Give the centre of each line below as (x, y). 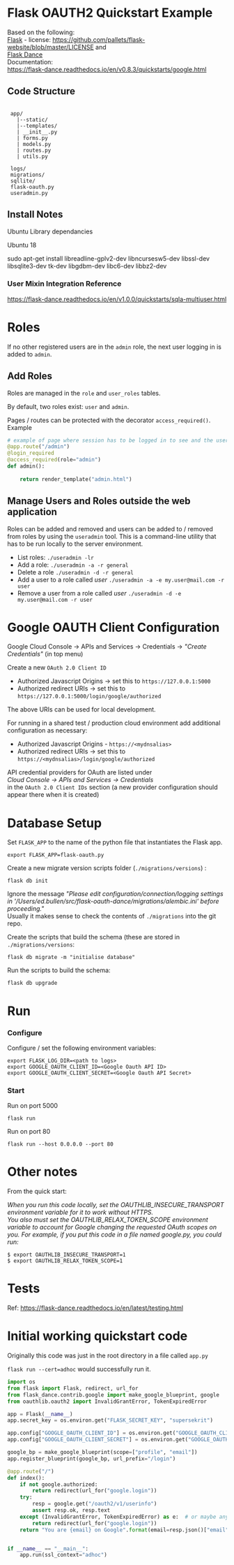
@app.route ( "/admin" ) (39, 447)
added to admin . (30, 354)
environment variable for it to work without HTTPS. (80, 1212)
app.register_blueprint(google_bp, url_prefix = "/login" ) (92, 1459)
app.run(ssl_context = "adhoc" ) (64, 1555)
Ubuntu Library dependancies (50, 231)
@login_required (31, 453)
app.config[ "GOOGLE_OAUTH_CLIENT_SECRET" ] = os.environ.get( (98, 1440)
